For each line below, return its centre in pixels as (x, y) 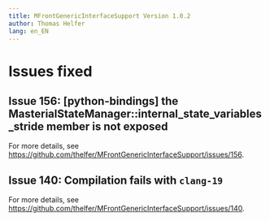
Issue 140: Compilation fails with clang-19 (116, 180)
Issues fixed (50, 71)
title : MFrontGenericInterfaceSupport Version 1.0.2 (100, 16)
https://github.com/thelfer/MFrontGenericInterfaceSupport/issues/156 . (126, 154)
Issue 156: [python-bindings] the (94, 101)
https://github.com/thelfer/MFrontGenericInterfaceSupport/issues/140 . (127, 209)
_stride (26, 126)
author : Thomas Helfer (47, 24)
